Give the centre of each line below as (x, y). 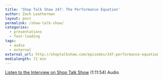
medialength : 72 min (26, 59)
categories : (17, 27)
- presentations (26, 32)
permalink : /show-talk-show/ (34, 23)
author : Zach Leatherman (30, 14)
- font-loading (25, 37)
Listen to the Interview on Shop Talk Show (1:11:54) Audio (62, 72)
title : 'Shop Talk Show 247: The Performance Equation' (63, 9)
